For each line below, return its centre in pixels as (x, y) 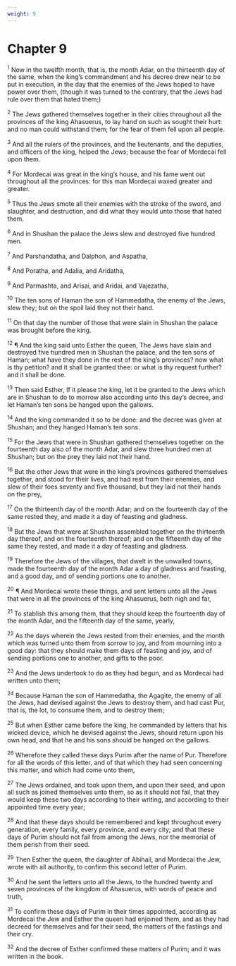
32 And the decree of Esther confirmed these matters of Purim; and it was (114, 948)
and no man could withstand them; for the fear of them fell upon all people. (116, 129)
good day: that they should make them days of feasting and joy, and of (110, 650)
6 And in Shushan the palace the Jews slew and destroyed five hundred (111, 233)
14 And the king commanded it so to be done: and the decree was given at (114, 419)
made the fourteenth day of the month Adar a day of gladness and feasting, (117, 569)
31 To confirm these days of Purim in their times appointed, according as (112, 911)
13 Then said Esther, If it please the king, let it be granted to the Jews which (116, 389)
